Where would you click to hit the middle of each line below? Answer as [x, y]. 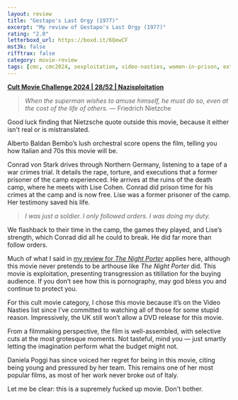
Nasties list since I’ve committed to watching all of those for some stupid [113, 310]
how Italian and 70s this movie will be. [63, 150]
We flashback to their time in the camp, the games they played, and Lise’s [115, 229]
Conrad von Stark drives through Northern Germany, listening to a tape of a [118, 165]
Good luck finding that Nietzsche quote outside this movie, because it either [118, 122]
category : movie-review [42, 60]
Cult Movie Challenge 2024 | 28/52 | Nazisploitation [86, 87]
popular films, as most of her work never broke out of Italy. [93, 375]
